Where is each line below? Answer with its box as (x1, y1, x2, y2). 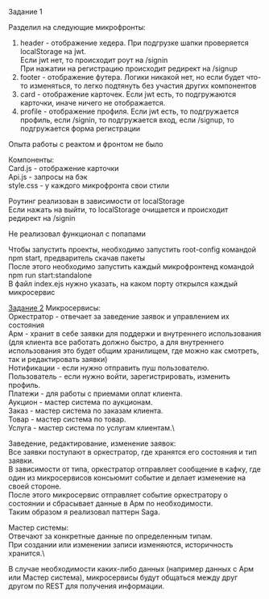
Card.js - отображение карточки (8, 164, 119, 173)
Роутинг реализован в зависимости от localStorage (8, 197, 185, 206)
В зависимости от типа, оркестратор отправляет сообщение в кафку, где (8, 464, 262, 474)
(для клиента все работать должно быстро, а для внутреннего (8, 338, 224, 347)
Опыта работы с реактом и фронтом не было (8, 139, 163, 148)
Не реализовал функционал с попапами (8, 229, 147, 239)
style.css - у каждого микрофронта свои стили (8, 181, 170, 190)
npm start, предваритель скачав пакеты (8, 253, 146, 263)
